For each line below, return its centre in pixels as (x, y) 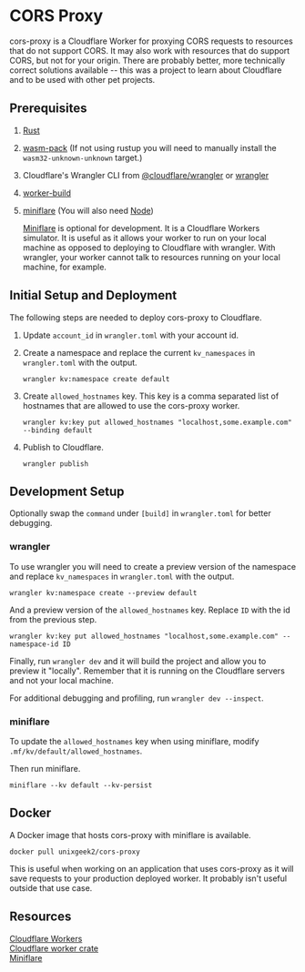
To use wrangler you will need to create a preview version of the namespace (153, 566)
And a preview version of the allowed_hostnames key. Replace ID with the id (150, 610)
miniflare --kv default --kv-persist (81, 785)
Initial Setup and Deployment (93, 295)
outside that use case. (51, 887)
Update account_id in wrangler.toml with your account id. (131, 335)
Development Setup (67, 491)
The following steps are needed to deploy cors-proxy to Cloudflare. (136, 317)
